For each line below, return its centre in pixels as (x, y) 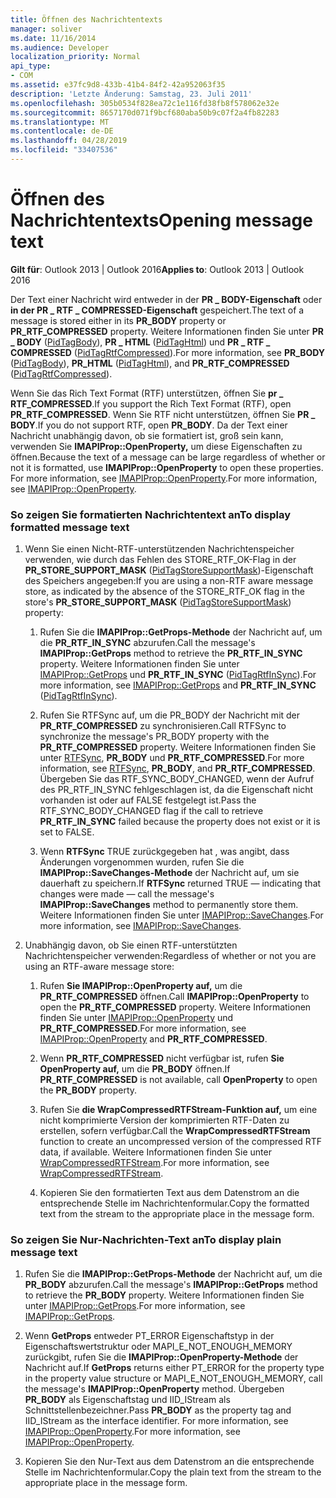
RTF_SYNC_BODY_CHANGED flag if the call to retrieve (151, 811)
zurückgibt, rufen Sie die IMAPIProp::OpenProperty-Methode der (161, 1357)
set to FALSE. (67, 832)
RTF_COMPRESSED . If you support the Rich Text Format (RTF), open (151, 403)
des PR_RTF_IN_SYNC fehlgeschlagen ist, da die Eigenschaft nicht (176, 790)
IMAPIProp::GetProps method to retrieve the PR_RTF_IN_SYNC (171, 653)
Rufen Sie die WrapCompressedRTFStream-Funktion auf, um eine (178, 1110)
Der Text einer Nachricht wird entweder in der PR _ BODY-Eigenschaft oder (166, 299)
